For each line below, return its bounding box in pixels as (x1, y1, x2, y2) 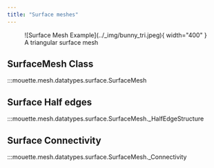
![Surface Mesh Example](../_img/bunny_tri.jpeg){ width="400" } (24, 31, 207, 39)
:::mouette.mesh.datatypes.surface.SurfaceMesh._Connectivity (7, 153, 187, 161)
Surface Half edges (7, 96, 92, 108)
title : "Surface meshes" (7, 11, 79, 18)
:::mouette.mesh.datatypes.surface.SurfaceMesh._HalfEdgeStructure (7, 114, 204, 123)
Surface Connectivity (7, 134, 101, 146)
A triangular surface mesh (24, 38, 99, 46)
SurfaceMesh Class (7, 59, 94, 70)
